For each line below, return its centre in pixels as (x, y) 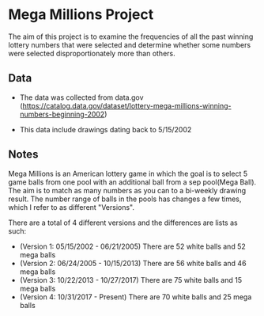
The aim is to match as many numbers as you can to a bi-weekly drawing (127, 190)
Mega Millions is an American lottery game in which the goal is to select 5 (128, 173)
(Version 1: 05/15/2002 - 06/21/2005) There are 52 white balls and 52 (133, 246)
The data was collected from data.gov (81, 97)
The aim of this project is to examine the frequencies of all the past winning (131, 36)
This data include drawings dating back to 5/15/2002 (106, 129)
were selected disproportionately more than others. (92, 53)
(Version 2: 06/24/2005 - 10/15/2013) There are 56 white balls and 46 (133, 263)
